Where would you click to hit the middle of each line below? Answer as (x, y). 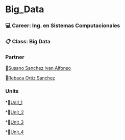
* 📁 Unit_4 (15, 132)
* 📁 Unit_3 (15, 122)
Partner (15, 57)
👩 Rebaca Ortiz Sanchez (30, 78)
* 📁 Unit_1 (14, 102)
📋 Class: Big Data (28, 42)
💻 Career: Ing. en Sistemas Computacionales (63, 25)
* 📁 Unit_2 (15, 112)
